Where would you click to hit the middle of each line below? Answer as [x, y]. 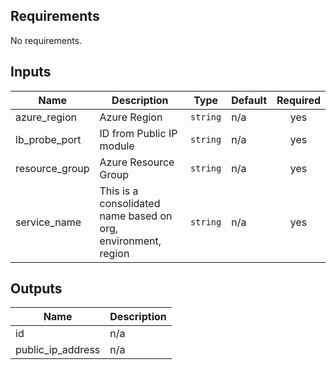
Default [249, 100]
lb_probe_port [48, 139]
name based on [136, 216]
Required [298, 100]
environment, [130, 241]
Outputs [36, 289]
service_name [48, 222]
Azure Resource [137, 162]
